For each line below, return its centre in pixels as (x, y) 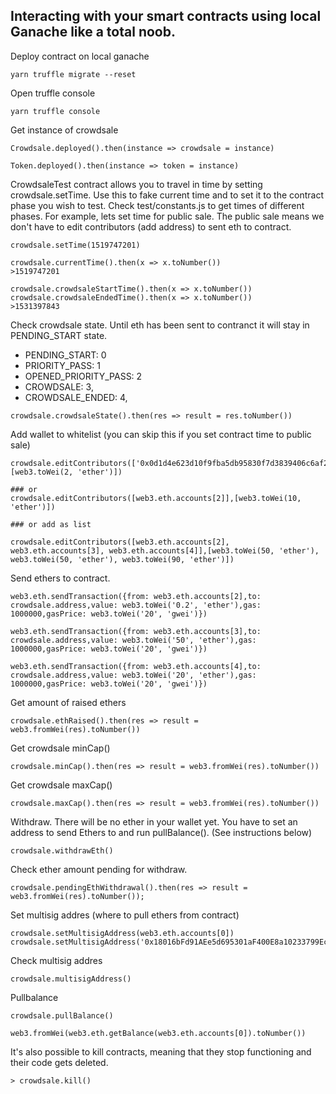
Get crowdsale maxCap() (61, 785)
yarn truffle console (55, 111)
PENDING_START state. (59, 335)
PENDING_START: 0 (65, 355)
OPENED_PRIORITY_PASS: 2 (83, 376)
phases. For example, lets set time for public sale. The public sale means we (167, 216)
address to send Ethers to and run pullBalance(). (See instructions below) (161, 832)
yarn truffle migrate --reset (73, 74)
